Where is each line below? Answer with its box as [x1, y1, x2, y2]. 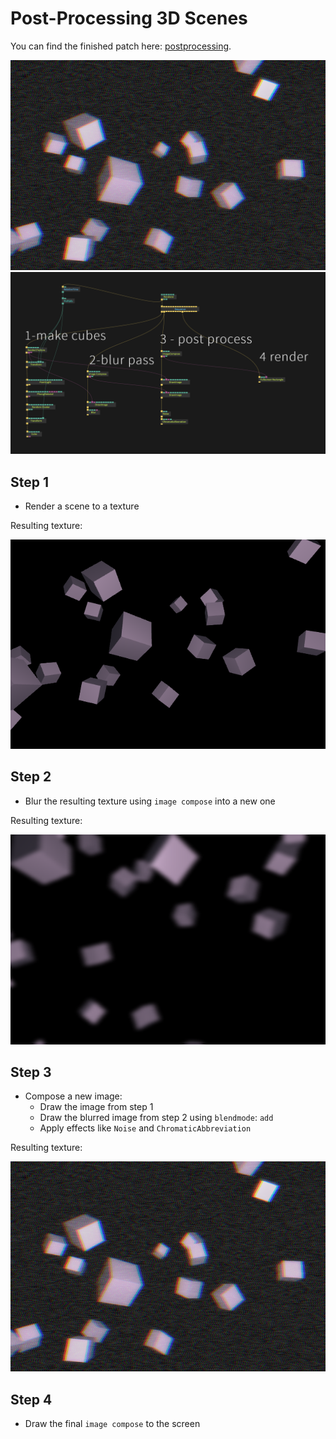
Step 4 [10, 1391, 53, 1408]
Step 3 [10, 1064, 52, 1081]
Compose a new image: [24, 1090, 123, 1102]
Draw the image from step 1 [39, 1101, 154, 1113]
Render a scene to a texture [24, 500, 140, 512]
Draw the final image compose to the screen [24, 1418, 201, 1430]
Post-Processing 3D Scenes [10, 7, 248, 30]
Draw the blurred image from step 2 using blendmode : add [39, 1112, 274, 1124]
